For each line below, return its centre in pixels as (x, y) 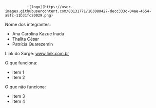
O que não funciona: (26, 87)
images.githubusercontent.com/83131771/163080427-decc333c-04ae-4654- (78, 11)
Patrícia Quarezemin (32, 44)
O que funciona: (21, 63)
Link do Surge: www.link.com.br (37, 54)
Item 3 (19, 96)
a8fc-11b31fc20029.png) (29, 15)
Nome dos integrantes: (28, 24)
